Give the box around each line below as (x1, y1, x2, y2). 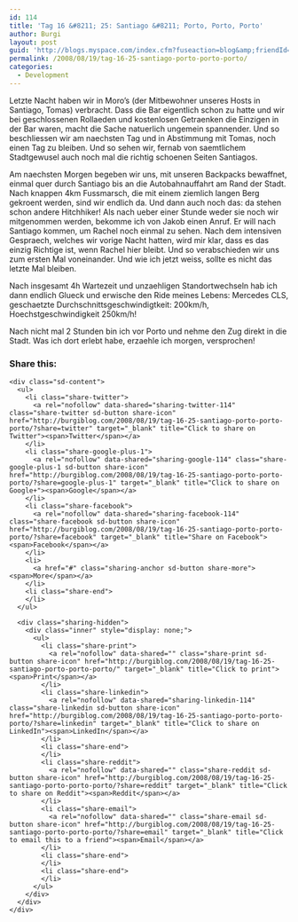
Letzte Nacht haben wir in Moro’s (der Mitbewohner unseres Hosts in (9, 95, 261, 106)
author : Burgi (9, 29, 62, 38)
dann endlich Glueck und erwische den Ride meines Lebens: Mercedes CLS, (9, 289, 289, 300)
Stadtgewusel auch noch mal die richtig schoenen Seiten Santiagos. (9, 152, 258, 162)
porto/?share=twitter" (9, 424, 93, 433)
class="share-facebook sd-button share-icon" (9, 517, 180, 526)
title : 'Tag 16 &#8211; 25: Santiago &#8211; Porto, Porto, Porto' (9, 21, 264, 30)
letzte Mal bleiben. (9, 263, 77, 273)
